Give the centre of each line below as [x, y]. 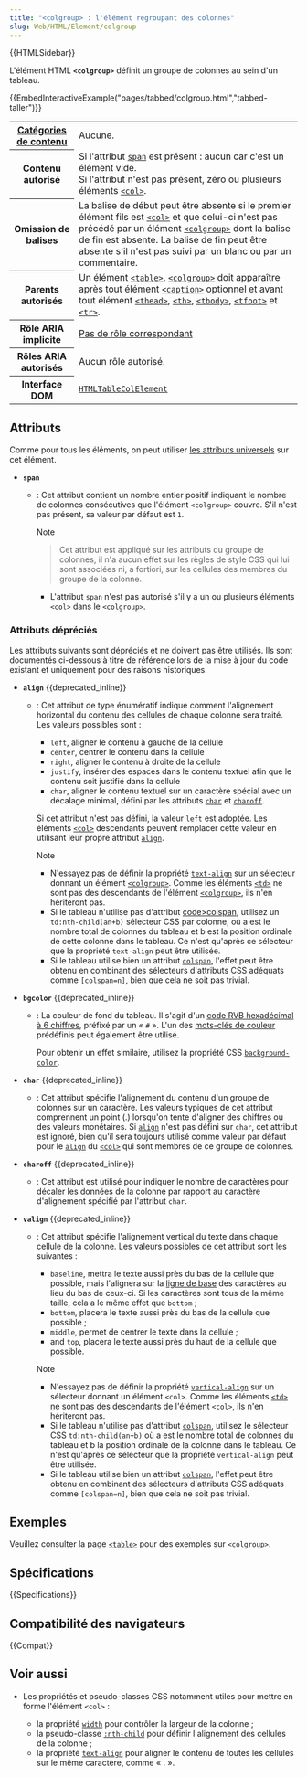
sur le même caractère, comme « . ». [106, 1762]
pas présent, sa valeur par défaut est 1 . [110, 515]
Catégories [42, 130]
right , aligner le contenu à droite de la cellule [135, 761]
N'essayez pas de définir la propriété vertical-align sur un [162, 1387]
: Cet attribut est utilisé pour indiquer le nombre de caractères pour [163, 1181]
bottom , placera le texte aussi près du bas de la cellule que [160, 1312]
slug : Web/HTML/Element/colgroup [73, 27]
